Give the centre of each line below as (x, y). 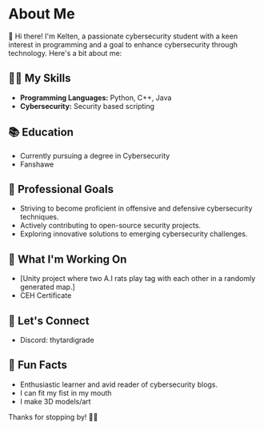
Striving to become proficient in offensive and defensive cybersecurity (136, 208)
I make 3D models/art (55, 401)
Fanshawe (37, 164)
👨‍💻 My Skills (40, 78)
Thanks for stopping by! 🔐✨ (53, 416)
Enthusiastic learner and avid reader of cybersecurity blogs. (119, 384)
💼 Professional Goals (61, 189)
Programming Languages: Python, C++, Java (96, 98)
